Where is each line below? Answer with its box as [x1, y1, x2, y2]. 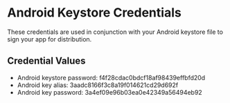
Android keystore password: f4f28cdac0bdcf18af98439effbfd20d [17, 73, 206, 82]
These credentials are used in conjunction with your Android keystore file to [7, 28, 224, 36]
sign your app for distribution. [7, 35, 92, 43]
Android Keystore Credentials [7, 5, 182, 21]
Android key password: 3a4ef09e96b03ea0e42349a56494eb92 [17, 88, 202, 96]
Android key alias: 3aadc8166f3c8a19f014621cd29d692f [17, 81, 179, 89]
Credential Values [7, 55, 86, 67]
